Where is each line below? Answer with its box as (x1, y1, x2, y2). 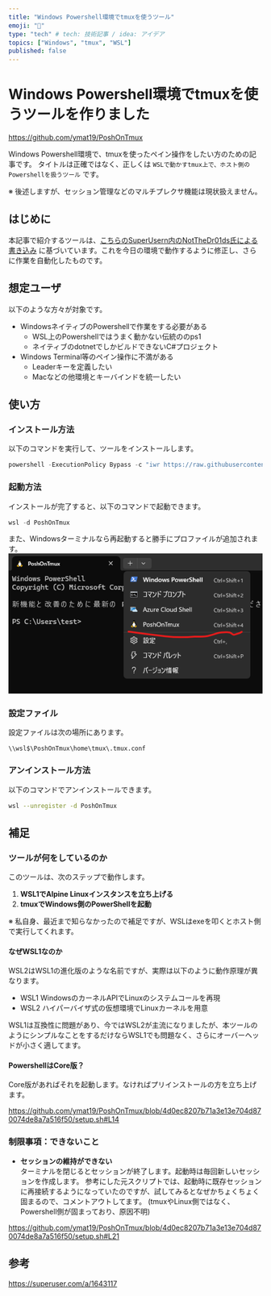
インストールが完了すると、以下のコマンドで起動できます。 (8, 501, 206, 511)
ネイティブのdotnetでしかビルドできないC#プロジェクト (31, 341, 219, 351)
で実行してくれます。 (8, 927, 78, 936)
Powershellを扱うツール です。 (8, 169, 103, 179)
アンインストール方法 (8, 765, 91, 776)
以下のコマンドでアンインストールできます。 (8, 785, 156, 794)
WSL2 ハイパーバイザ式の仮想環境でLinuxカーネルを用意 (19, 1003, 208, 1013)
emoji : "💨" (8, 21, 45, 30)
